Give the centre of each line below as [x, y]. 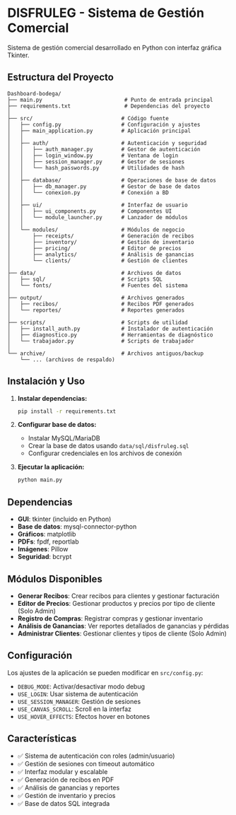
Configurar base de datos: [57, 425]
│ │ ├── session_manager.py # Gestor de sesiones [96, 162]
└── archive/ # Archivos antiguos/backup [105, 353]
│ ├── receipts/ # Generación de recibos [101, 236]
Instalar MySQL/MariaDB [64, 438]
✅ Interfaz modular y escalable [63, 771]
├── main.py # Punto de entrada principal [110, 100]
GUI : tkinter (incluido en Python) [64, 519]
